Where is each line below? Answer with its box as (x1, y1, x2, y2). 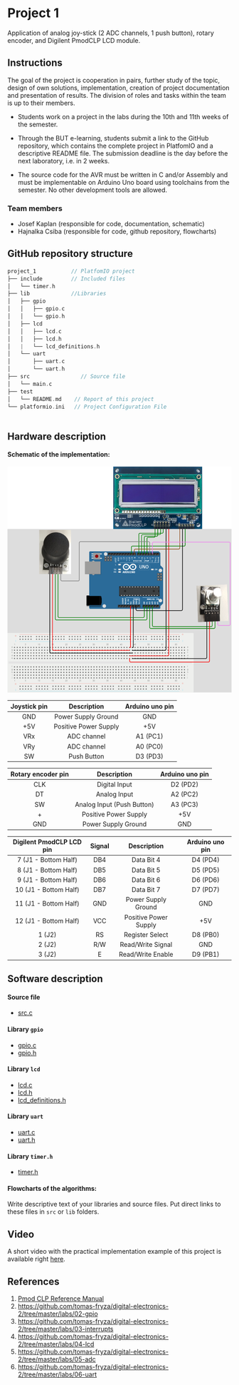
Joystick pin (10, 701, 48, 711)
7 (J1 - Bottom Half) (16, 856, 78, 864)
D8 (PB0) (191, 930, 220, 939)
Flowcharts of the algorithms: (7, 1184, 97, 1192)
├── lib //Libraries (7, 290, 107, 298)
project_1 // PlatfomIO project (7, 268, 135, 275)
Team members (7, 203, 63, 213)
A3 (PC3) (170, 800, 199, 808)
